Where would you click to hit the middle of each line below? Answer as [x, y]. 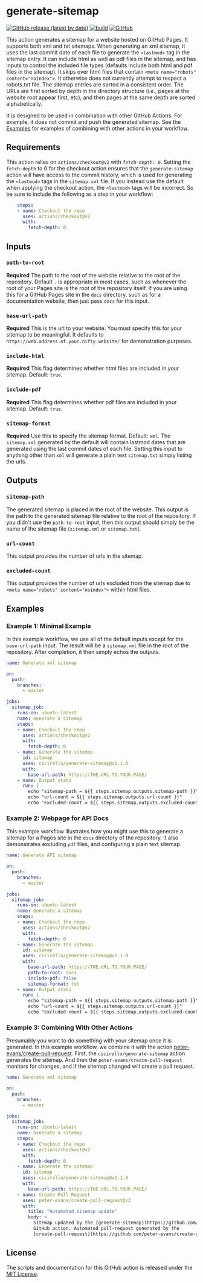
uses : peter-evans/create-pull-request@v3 [76, 1200]
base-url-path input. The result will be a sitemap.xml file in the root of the [98, 645]
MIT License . [22, 1274]
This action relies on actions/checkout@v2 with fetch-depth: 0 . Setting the [98, 162]
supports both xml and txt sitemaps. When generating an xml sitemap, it [96, 46]
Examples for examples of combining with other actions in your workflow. [98, 128]
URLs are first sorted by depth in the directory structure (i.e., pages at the [98, 91]
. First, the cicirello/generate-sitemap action [128, 1053]
